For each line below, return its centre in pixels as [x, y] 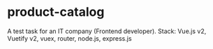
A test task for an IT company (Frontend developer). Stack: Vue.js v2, [107, 31]
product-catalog [56, 12]
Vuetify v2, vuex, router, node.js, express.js [69, 38]
